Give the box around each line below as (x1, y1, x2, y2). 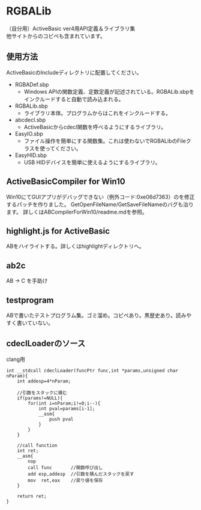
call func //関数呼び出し (28, 464, 103, 470)
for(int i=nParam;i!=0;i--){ (28, 400, 101, 407)
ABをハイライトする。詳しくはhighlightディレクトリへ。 (6, 242, 145, 250)
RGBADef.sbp (14, 81, 49, 88)
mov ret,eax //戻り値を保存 (28, 477, 103, 484)
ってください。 (44, 144, 82, 152)
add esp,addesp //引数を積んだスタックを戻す (28, 471, 134, 477)
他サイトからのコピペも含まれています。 (6, 32, 106, 40)
